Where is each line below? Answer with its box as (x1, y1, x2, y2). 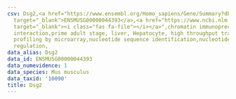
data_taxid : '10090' (7, 75, 68, 82)
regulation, (13, 43, 49, 49)
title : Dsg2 (7, 82, 42, 89)
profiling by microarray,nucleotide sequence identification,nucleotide (13, 36, 231, 43)
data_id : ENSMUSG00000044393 (7, 56, 93, 63)
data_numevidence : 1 (7, 62, 68, 69)
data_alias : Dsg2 (7, 49, 58, 56)
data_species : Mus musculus (7, 68, 90, 75)
